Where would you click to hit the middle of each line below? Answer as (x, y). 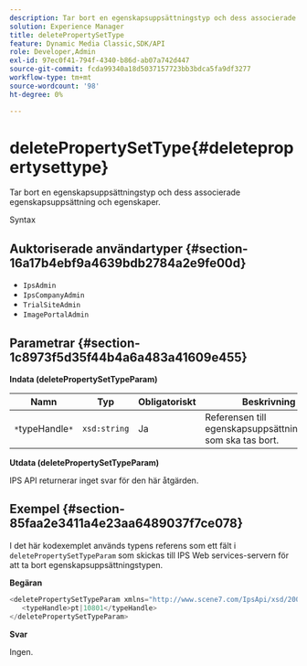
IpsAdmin (39, 286)
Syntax (23, 220)
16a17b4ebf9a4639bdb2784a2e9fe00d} (128, 263)
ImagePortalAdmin (56, 315)
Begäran (26, 583)
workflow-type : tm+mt (51, 78)
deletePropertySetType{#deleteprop (152, 148)
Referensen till (236, 417)
